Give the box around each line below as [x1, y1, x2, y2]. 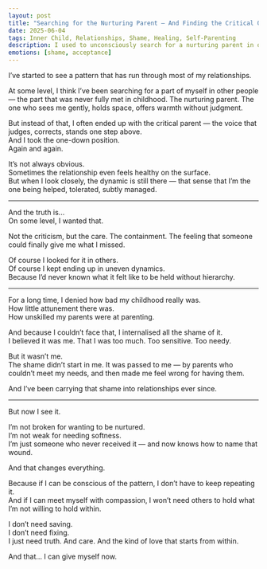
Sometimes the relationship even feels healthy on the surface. [8, 168, 211, 177]
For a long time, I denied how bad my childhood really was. [8, 296, 201, 304]
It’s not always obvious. [8, 159, 85, 168]
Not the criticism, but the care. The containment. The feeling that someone [8, 232, 253, 241]
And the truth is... [8, 208, 65, 217]
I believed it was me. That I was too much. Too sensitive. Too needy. [8, 336, 232, 345]
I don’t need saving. [8, 520, 73, 528]
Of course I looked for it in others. [8, 256, 119, 265]
